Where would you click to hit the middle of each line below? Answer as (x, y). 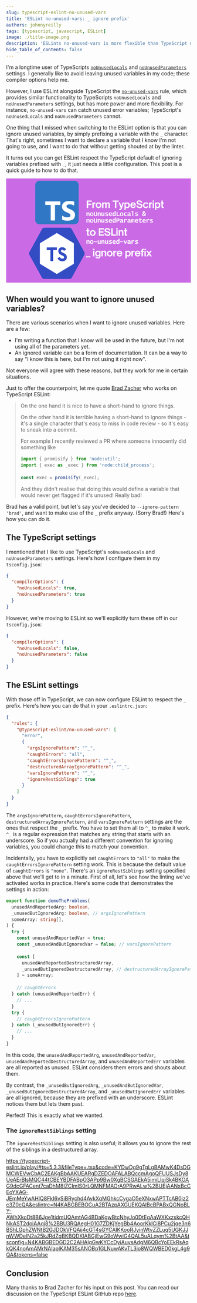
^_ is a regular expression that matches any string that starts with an (89, 834)
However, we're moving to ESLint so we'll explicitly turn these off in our (92, 618)
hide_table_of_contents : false (44, 50)
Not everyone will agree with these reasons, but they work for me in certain (97, 370)
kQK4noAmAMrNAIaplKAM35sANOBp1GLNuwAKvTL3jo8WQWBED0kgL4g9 (98, 1249)
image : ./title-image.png (38, 37)
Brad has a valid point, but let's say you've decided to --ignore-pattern (92, 506)
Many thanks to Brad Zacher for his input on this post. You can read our (92, 1288)
